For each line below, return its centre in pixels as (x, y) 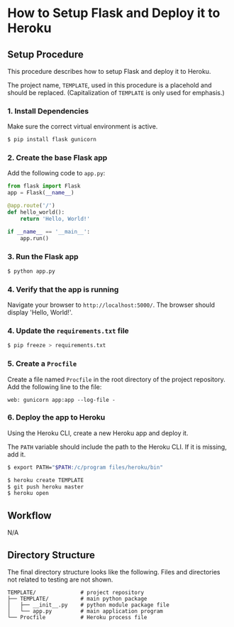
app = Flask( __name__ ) (41, 193)
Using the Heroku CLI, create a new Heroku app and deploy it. (98, 433)
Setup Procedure (45, 54)
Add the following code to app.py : (56, 173)
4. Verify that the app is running (63, 289)
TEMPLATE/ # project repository (76, 592)
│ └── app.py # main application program (85, 611)
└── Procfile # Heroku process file (77, 617)
